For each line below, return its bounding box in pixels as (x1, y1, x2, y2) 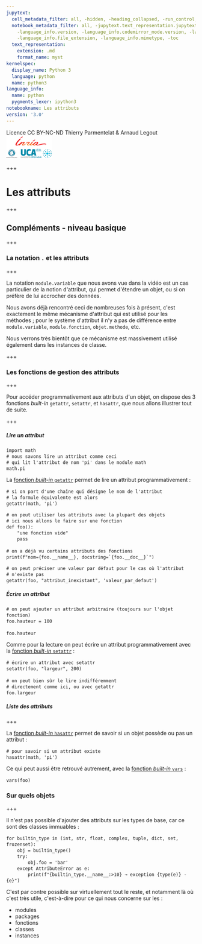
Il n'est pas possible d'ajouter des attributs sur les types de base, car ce (6, 817, 185, 824)
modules (14, 907, 37, 914)
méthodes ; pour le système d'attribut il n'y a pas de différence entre (6, 317, 177, 324)
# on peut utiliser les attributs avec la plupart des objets (6, 512, 165, 518)
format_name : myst (17, 54, 63, 60)
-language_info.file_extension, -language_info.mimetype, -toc (17, 35, 179, 42)
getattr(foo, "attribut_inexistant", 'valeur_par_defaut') (6, 577, 158, 583)
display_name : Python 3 (11, 67, 71, 73)
